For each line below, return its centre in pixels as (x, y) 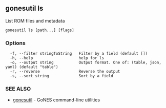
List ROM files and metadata (35, 20)
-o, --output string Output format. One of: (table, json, (86, 63)
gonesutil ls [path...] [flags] (40, 30)
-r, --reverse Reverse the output (65, 72)
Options (15, 43)
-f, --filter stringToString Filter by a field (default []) (79, 54)
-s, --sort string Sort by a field (62, 76)
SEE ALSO (18, 89)
